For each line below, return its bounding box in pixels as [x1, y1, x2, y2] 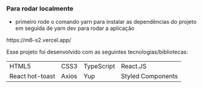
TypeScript [83, 62, 115, 71]
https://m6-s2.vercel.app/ [6, 37, 72, 44]
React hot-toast [9, 72, 56, 81]
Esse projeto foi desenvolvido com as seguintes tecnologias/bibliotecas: [6, 48, 188, 56]
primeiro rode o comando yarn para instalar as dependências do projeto [15, 18, 197, 26]
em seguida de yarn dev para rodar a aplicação [15, 24, 135, 32]
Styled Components [120, 72, 179, 81]
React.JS [120, 62, 147, 71]
